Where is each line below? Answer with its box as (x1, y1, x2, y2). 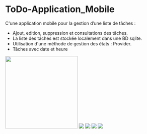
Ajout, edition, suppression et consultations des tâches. (12, 30, 128, 36)
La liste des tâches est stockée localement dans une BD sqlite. (12, 35, 142, 41)
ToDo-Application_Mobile (5, 4, 115, 15)
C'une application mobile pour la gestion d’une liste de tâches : (5, 20, 136, 26)
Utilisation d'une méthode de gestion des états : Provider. (12, 40, 132, 46)
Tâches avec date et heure (12, 46, 68, 52)
